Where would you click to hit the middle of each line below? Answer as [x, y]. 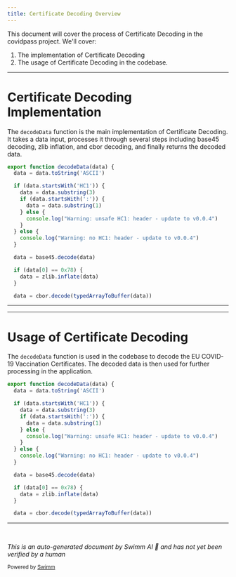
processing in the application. [50, 371]
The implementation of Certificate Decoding [81, 55]
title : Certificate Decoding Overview [64, 14]
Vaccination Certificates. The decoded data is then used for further [112, 364]
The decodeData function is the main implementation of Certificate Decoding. [118, 131]
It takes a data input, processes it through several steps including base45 [113, 139]
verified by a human [37, 555]
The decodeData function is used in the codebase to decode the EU [104, 357]
